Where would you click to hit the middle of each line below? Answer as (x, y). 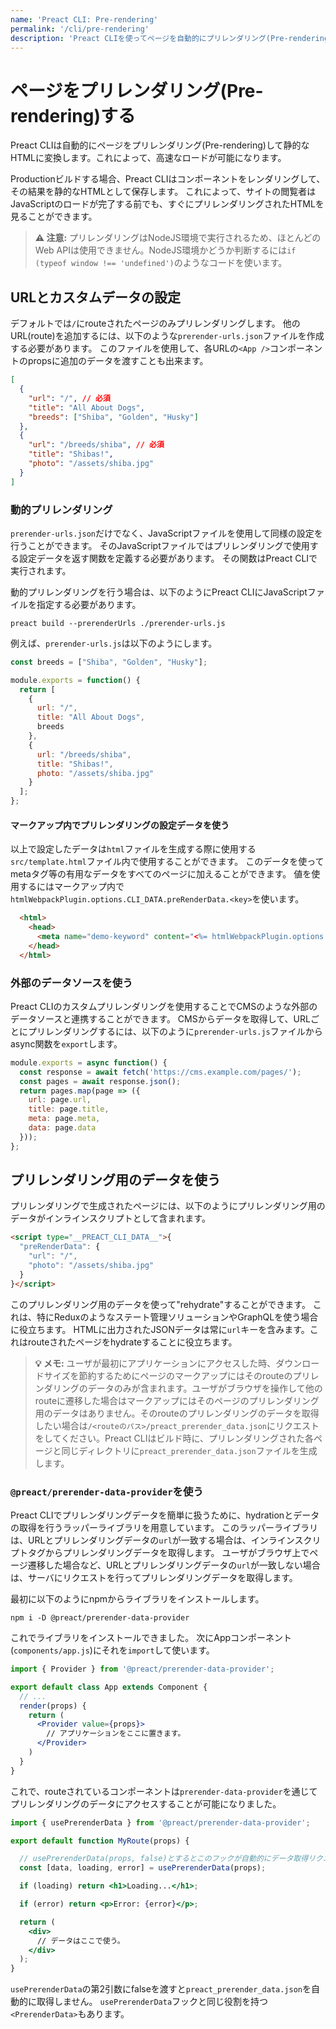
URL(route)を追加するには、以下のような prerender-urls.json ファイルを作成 (167, 336)
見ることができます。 (54, 217)
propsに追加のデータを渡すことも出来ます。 (118, 361)
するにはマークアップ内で (71, 887)
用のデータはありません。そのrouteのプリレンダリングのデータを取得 (177, 1413)
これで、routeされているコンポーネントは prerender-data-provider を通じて (164, 1791)
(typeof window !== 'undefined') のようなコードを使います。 (161, 263)
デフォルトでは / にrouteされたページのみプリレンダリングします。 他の (155, 323)
